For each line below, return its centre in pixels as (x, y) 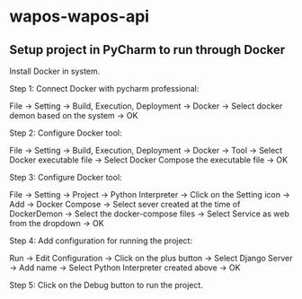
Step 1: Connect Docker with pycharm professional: (104, 88)
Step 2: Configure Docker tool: (66, 133)
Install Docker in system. (55, 71)
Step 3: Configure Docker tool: (66, 177)
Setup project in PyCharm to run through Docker (147, 50)
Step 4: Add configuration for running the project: (101, 241)
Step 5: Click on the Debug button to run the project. (107, 285)
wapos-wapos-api (80, 17)
